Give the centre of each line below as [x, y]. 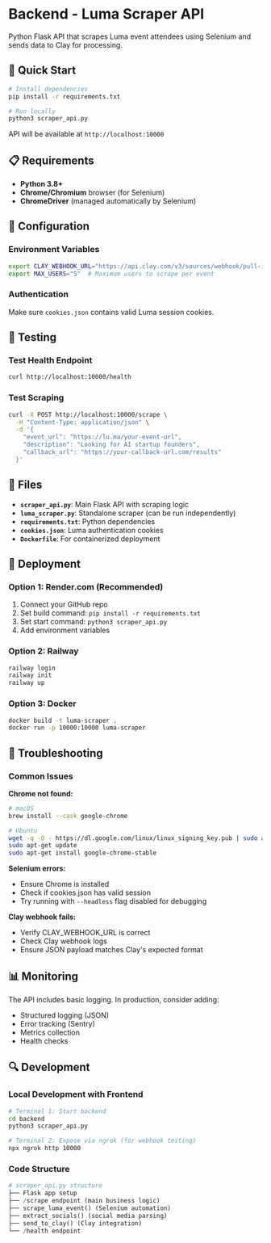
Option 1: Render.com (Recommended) [86, 586]
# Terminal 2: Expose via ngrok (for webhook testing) [102, 1141]
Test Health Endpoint [50, 360]
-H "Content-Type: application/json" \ [83, 422]
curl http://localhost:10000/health [70, 377]
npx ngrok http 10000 [45, 1149]
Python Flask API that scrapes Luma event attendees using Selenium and [130, 36]
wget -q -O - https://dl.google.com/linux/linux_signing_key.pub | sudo [133, 838]
